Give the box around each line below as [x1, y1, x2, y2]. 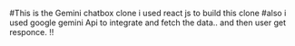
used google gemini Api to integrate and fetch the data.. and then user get [9, 17, 287, 28]
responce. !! [9, 27, 54, 37]
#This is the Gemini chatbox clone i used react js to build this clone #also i [9, 8, 287, 18]
